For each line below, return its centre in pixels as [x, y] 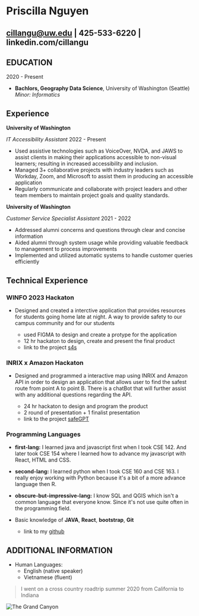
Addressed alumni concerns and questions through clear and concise [100, 230]
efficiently [27, 262]
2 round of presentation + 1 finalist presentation [82, 413]
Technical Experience [47, 281]
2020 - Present [25, 77]
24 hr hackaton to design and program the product [86, 406]
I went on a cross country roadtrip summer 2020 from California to [102, 589]
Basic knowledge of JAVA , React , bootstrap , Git [74, 520]
